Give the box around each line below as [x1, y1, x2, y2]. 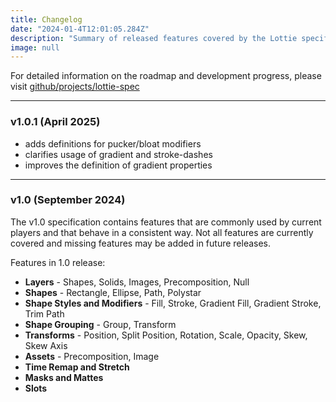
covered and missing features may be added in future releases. [10, 237, 272, 249]
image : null [10, 42, 60, 53]
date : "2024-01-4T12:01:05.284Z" [10, 24, 150, 34]
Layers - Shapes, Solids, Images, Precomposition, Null [24, 276, 250, 288]
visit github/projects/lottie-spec [10, 81, 140, 93]
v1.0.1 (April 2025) [10, 115, 101, 129]
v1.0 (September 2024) [10, 193, 126, 207]
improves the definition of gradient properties [24, 159, 213, 171]
